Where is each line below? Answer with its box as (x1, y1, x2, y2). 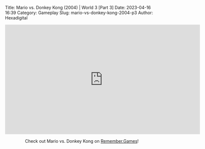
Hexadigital (5, 15, 28, 20)
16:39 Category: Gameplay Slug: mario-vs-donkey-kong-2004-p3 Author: (5, 10, 153, 16)
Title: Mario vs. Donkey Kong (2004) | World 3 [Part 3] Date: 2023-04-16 (5, 5, 151, 10)
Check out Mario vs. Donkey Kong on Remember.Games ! (25, 138, 139, 144)
